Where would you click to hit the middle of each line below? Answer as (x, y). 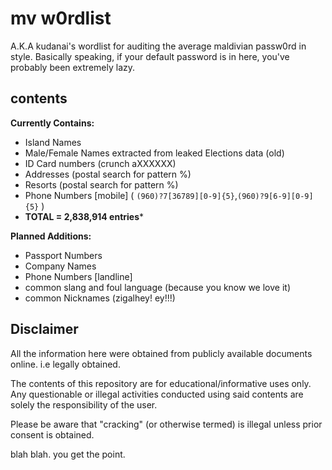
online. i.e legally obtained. (65, 364)
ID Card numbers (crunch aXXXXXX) (100, 163)
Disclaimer (44, 329)
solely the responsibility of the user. (84, 404)
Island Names (53, 142)
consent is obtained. (52, 434)
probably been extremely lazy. (73, 67)
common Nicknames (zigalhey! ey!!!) (100, 298)
